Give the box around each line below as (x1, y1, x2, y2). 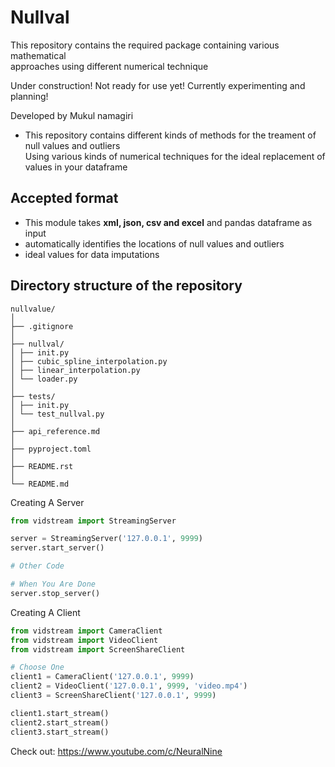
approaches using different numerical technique (10, 60, 209, 72)
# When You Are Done (10, 579, 97, 590)
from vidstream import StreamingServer (10, 516, 177, 526)
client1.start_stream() (10, 708, 110, 718)
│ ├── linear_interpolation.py (10, 365, 141, 375)
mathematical (10, 49, 67, 61)
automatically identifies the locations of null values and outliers (24, 237, 285, 250)
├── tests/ (10, 391, 56, 401)
